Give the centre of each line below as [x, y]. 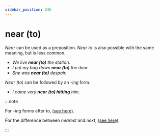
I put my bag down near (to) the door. [51, 67]
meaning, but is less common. [35, 53]
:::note [12, 101]
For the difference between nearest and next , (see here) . [63, 120]
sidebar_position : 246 [28, 10]
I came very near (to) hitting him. [46, 92]
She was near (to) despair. [39, 73]
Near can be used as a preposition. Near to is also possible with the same [80, 48]
